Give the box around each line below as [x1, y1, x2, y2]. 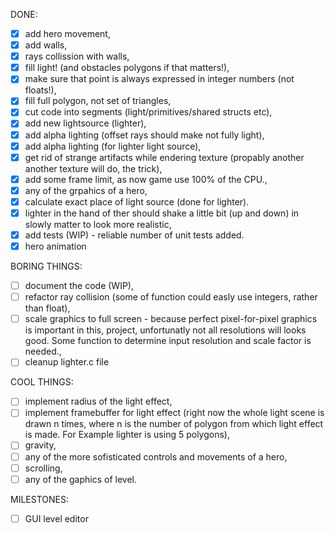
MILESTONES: [10, 493, 69, 505]
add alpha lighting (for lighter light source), [24, 140, 202, 152]
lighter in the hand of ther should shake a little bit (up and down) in [24, 207, 300, 219]
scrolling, [24, 462, 63, 474]
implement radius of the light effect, [24, 395, 173, 408]
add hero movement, [24, 28, 111, 39]
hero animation [24, 240, 87, 252]
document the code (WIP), [24, 280, 135, 292]
